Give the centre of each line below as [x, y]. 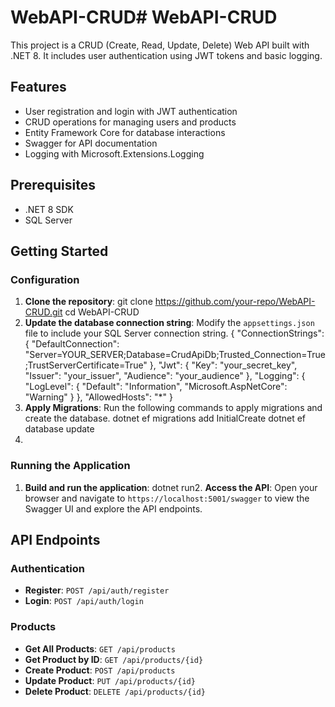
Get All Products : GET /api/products [100, 648]
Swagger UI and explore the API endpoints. [113, 508]
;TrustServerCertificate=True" [86, 365]
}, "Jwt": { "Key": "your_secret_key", [223, 365]
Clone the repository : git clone [88, 302]
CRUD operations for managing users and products [130, 122]
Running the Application [70, 466]
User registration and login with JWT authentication [131, 111]
